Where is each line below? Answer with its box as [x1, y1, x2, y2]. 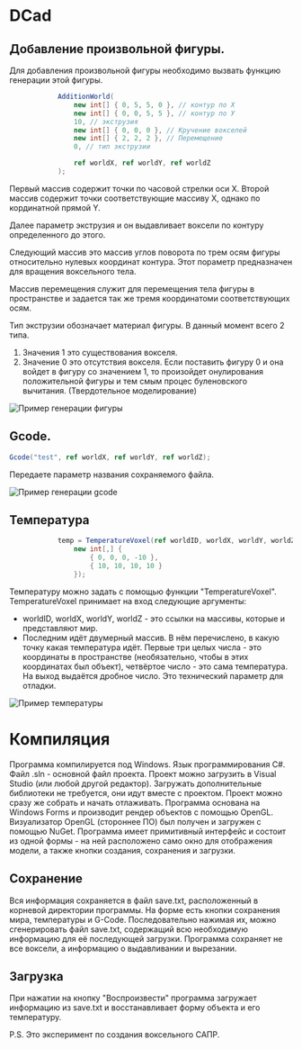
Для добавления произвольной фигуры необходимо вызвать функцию [9, 65, 281, 76]
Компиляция [9, 728, 111, 749]
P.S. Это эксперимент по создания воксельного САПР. [9, 1029, 220, 1040]
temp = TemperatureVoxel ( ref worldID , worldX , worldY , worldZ [57, 537, 296, 546]
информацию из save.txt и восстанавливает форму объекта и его [9, 1002, 261, 1013]
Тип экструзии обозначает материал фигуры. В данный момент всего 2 [9, 320, 285, 330]
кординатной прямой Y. [9, 202, 101, 213]
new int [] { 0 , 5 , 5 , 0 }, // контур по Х [73, 100, 235, 109]
